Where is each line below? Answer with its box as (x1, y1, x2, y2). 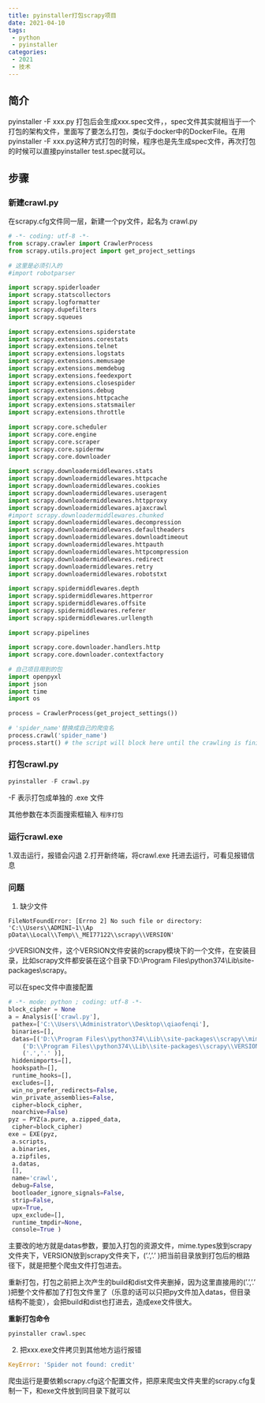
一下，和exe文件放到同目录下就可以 (14, 1386, 131, 1396)
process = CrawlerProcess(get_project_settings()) (8, 710, 178, 718)
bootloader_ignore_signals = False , (11, 1189, 125, 1197)
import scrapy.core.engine (8, 430, 97, 438)
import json (8, 680, 47, 688)
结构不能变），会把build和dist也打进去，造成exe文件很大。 (8, 1297, 196, 1307)
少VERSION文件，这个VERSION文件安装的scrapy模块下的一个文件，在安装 (8, 946, 250, 955)
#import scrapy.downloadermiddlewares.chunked (8, 511, 164, 520)
